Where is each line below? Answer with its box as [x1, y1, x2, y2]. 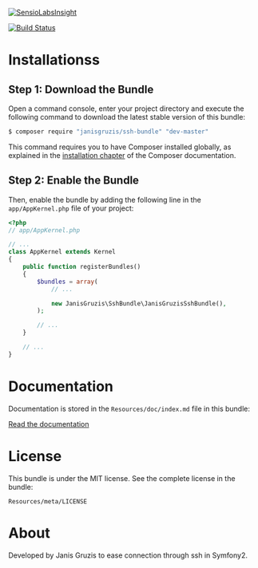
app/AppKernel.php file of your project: [8, 203, 134, 213]
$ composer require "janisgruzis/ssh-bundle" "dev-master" [8, 128, 209, 136]
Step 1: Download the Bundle [8, 82, 154, 96]
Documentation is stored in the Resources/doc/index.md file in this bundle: [8, 404, 250, 413]
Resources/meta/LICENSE [8, 497, 88, 506]
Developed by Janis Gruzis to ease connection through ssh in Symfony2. [8, 550, 248, 560]
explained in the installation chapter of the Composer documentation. [8, 150, 236, 160]
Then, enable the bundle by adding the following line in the [8, 195, 201, 204]
